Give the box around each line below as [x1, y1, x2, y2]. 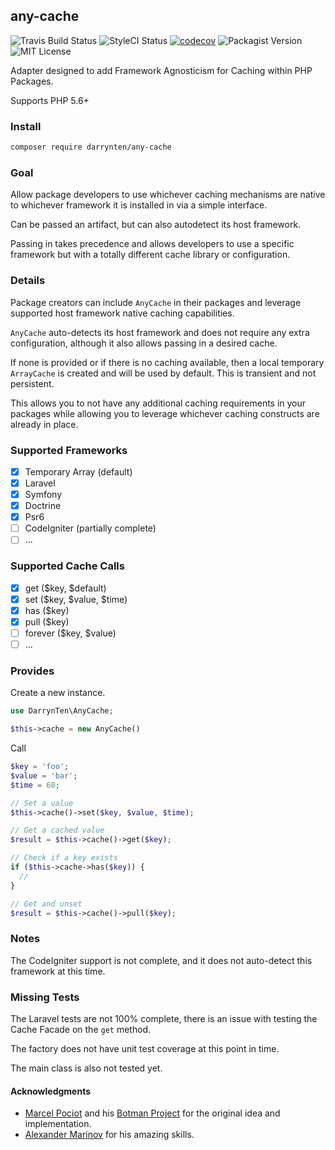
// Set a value [10, 798, 74, 808]
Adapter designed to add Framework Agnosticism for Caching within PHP [10, 64, 313, 76]
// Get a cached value [10, 825, 105, 836]
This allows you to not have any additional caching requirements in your [10, 397, 307, 409]
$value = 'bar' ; [10, 770, 78, 781]
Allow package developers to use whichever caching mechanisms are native [10, 189, 326, 201]
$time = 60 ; [10, 780, 60, 790]
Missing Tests [10, 990, 80, 1004]
